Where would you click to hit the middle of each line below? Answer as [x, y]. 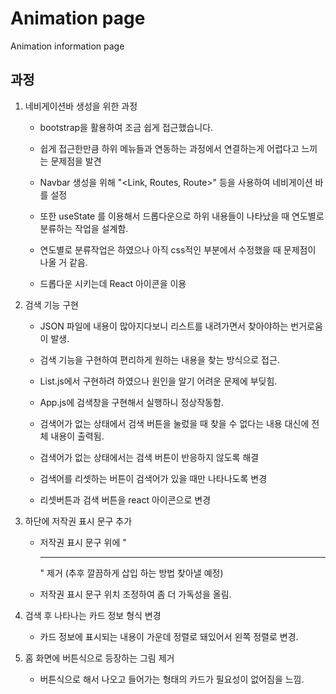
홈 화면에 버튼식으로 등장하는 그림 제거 [99, 658]
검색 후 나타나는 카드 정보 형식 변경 [93, 615]
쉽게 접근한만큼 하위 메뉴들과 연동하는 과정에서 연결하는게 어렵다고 [169, 148]
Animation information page [67, 46]
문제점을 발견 [76, 161]
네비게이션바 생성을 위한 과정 [81, 106]
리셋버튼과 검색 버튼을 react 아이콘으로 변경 [125, 499]
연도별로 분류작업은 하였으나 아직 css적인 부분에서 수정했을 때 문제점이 [178, 249]
